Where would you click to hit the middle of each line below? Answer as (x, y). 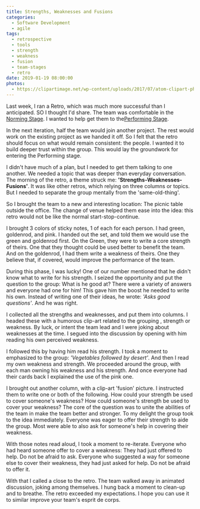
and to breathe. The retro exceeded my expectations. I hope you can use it (98, 493)
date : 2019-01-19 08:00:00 (40, 78)
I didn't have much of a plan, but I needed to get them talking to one (89, 167)
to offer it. (18, 469)
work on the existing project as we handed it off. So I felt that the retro (92, 136)
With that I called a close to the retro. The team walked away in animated (95, 480)
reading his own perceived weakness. (53, 339)
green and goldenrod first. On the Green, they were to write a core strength (98, 241)
